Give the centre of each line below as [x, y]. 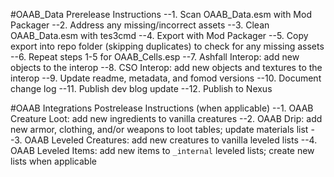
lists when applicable [53, 161]
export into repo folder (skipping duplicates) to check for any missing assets [167, 46]
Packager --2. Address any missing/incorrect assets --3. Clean [140, 25]
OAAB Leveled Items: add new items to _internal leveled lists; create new [162, 150]
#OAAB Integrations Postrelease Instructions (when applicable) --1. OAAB [162, 108]
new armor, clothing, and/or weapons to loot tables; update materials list [159, 129]
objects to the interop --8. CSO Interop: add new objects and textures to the [166, 67]
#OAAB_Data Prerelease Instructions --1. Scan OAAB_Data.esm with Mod [161, 14]
